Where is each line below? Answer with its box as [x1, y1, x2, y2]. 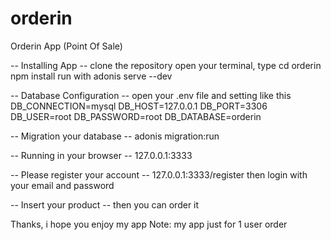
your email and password [10, 179, 115, 191]
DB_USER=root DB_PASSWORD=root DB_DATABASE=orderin [10, 110, 262, 122]
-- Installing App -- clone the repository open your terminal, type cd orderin [10, 59, 322, 71]
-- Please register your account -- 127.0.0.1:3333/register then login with [10, 168, 308, 181]
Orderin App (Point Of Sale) [10, 40, 123, 52]
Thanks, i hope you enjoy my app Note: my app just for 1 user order [10, 218, 288, 230]
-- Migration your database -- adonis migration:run [10, 130, 220, 142]
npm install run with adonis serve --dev [10, 70, 173, 82]
